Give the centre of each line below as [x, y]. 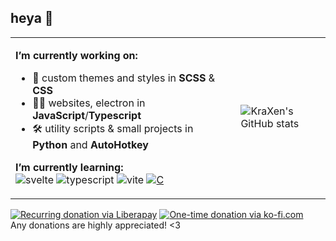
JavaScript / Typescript [87, 115]
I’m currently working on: [76, 55]
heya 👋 [32, 18]
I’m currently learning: [69, 167]
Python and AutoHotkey [90, 144]
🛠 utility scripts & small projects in [113, 128]
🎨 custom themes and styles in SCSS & [124, 78]
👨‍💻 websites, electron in [89, 103]
